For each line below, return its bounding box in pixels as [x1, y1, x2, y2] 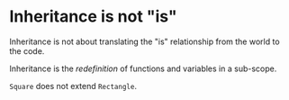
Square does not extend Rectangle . [9, 80, 138, 91]
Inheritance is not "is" [9, 6, 177, 27]
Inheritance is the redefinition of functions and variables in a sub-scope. [9, 63, 277, 74]
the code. [9, 45, 45, 56]
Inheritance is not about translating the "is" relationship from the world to [9, 36, 281, 47]
